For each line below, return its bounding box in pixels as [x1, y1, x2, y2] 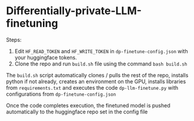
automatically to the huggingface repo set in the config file [6, 108, 148, 115]
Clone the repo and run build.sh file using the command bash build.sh [14, 60, 188, 67]
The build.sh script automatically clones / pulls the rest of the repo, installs [6, 71, 189, 79]
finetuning [6, 17, 58, 30]
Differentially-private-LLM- [6, 4, 142, 18]
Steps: [6, 36, 22, 43]
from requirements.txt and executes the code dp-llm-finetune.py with [6, 84, 179, 91]
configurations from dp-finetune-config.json [6, 90, 116, 97]
